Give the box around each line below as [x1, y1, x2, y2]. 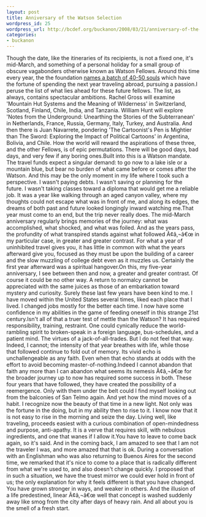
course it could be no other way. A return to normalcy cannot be [6, 276, 169, 283]
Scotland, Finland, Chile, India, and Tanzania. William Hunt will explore [6, 107, 183, 114]
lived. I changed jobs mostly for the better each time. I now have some [6, 302, 184, 309]
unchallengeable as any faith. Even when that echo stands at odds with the [6, 354, 196, 362]
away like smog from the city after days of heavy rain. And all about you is [6, 498, 194, 505]
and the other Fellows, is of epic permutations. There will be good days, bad [6, 146, 199, 153]
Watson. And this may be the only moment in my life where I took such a [6, 172, 189, 179]
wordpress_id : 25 [6, 20, 51, 26]
